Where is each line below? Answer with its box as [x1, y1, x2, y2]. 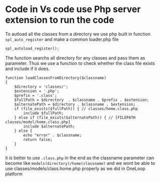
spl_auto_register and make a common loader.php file [5, 36, 119, 42]
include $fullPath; [23, 110, 64, 115]
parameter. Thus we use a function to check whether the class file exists [5, 60, 155, 66]
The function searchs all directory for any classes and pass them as [5, 54, 145, 61]
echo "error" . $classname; [23, 133, 82, 138]
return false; [23, 137, 53, 142]
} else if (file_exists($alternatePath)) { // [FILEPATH [14, 115, 136, 120]
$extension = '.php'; [14, 88, 59, 94]
